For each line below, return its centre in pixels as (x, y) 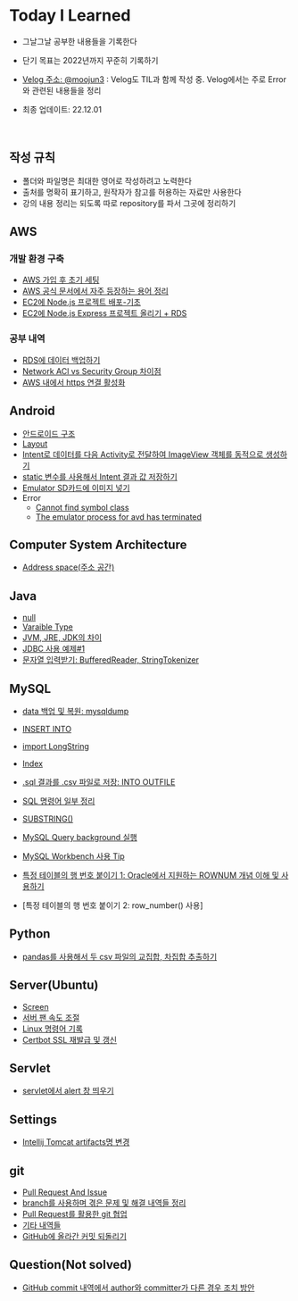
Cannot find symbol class (82, 507)
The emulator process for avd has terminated (119, 517)
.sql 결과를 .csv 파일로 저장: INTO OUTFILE (99, 781)
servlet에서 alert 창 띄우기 (68, 1091)
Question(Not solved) (70, 1265)
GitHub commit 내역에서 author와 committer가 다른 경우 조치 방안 (138, 1288)
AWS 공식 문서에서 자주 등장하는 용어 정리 (95, 291)
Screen (35, 1006)
